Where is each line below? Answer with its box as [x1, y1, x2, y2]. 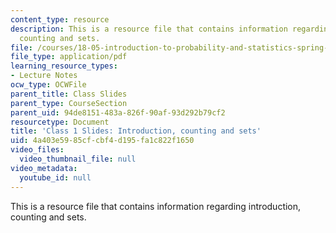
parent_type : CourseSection [10, 98, 128, 108]
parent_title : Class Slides [10, 89, 128, 99]
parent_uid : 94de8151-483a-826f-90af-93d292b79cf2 [10, 107, 226, 118]
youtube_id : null [19, 172, 92, 183]
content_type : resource [10, 14, 110, 25]
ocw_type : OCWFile [10, 80, 87, 90]
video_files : [10, 145, 65, 155]
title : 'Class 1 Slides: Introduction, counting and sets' [10, 126, 262, 136]
